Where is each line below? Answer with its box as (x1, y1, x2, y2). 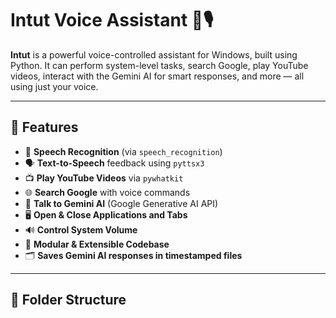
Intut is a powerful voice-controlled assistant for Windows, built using (10, 48, 298, 61)
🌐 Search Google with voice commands (24, 186, 191, 198)
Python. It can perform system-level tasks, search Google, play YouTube (10, 59, 309, 71)
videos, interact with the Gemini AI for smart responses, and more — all (10, 70, 305, 82)
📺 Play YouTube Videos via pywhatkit (24, 172, 184, 184)
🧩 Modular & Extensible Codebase (24, 238, 170, 250)
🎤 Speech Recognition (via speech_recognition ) (24, 145, 223, 157)
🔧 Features (10, 119, 79, 136)
